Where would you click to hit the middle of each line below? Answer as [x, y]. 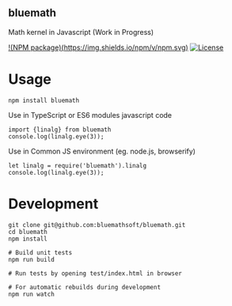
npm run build [32, 259]
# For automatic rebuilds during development [84, 287]
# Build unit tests [40, 252]
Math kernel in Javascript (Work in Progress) [81, 32]
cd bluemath [28, 232]
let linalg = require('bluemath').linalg [78, 165]
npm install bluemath [44, 100]
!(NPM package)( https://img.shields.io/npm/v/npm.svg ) [98, 47]
